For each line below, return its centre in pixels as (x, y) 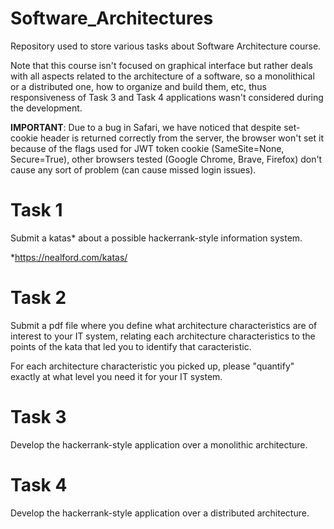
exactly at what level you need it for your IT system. (116, 376)
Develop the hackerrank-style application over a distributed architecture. (160, 513)
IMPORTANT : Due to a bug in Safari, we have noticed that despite (146, 127)
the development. (46, 108)
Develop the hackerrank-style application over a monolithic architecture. (159, 444)
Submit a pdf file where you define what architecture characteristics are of (164, 325)
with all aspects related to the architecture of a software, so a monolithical (162, 76)
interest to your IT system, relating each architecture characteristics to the (163, 336)
